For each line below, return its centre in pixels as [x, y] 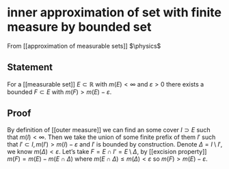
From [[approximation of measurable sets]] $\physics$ [84, 46]
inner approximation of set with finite [114, 13]
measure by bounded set [79, 27]
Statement [30, 67]
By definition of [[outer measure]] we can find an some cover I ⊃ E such [109, 129]
